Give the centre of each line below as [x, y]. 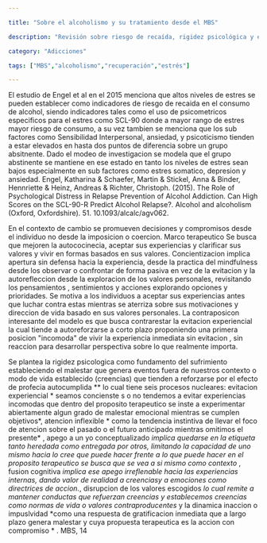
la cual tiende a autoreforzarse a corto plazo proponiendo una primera [123, 329]
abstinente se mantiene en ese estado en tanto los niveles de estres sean [128, 163]
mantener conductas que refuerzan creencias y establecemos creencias [128, 497]
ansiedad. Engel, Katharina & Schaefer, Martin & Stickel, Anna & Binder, [124, 179]
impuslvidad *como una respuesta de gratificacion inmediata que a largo [127, 514]
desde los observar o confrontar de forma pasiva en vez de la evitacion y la [132, 271]
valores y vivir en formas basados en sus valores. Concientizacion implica [129, 254]
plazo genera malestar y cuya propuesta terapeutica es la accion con [122, 522]
